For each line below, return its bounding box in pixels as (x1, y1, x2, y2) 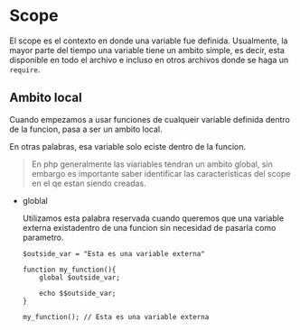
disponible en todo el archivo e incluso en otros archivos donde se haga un (9, 54, 289, 65)
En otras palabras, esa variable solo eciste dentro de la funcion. (9, 141, 247, 151)
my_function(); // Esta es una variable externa (22, 312, 210, 321)
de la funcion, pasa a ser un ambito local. (9, 124, 163, 134)
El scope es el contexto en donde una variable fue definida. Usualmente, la (9, 35, 288, 46)
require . (9, 64, 41, 75)
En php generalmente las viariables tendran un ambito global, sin (31, 159, 274, 170)
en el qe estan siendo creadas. (31, 178, 146, 188)
